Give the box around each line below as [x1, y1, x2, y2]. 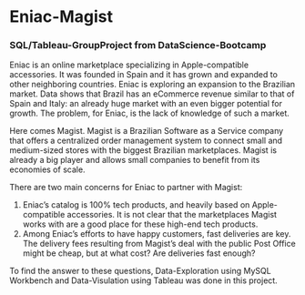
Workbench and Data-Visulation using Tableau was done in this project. [9, 275, 278, 286]
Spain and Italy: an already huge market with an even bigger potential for [9, 98, 282, 109]
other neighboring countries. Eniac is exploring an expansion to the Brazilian [9, 79, 296, 90]
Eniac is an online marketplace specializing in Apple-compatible [9, 59, 249, 70]
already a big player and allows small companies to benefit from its [9, 155, 260, 166]
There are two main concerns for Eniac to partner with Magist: [9, 182, 243, 193]
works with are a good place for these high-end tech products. [22, 219, 259, 229]
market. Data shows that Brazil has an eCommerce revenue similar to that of [9, 88, 295, 99]
